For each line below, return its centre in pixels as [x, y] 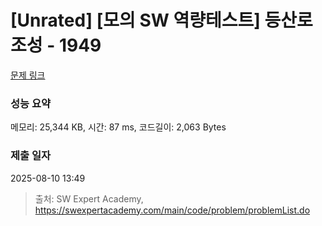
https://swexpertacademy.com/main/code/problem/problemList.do [172, 210]
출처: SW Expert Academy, [89, 198]
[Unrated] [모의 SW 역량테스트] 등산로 [161, 20]
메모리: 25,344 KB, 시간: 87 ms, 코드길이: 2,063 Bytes [118, 127]
